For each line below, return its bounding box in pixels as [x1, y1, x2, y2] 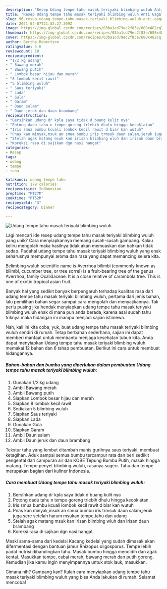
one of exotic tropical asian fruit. [5, 279, 72, 285]
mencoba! [5, 580, 26, 586]
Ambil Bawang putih [12, 390, 54, 396]
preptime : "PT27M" [5, 191, 44, 196]
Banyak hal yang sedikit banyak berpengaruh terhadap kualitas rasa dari [5, 288, 153, 294]
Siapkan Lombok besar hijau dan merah [12, 395, 94, 401]
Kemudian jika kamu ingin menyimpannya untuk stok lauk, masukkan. [5, 559, 147, 565]
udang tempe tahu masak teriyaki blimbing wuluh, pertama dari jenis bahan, [5, 294, 161, 299]
